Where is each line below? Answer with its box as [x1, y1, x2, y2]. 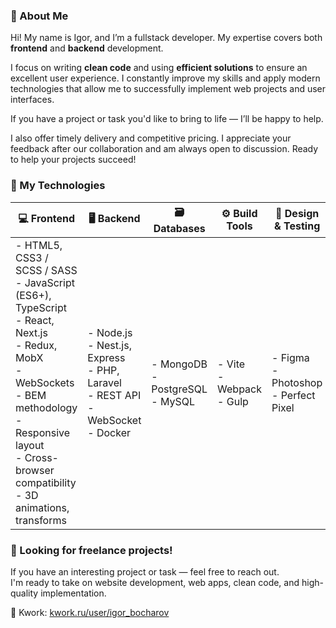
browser [15, 463, 55, 477]
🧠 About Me [10, 9, 69, 23]
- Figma [271, 350, 310, 364]
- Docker [87, 425, 132, 439]
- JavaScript [15, 275, 75, 289]
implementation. [40, 587, 107, 599]
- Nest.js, [87, 338, 132, 352]
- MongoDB [151, 357, 208, 371]
